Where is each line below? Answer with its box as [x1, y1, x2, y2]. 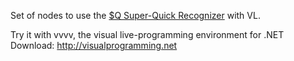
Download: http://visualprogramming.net [10, 40, 178, 51]
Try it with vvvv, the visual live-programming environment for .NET [10, 29, 285, 40]
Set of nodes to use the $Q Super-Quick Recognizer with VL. [10, 10, 261, 21]
